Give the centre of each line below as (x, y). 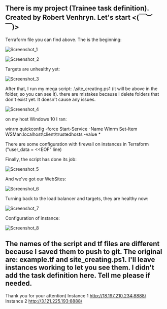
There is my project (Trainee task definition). (77, 8)
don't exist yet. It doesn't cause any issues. (51, 99)
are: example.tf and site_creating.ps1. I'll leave (80, 260)
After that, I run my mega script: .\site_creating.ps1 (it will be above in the (81, 89)
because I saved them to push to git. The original (84, 252)
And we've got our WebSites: (36, 179)
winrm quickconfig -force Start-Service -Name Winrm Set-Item (71, 129)
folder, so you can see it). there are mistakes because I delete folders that (82, 94)
